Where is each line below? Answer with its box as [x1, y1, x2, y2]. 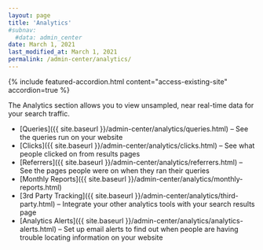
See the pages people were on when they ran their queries [19, 166, 210, 175]
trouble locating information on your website [19, 233, 163, 242]
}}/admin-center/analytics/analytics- [125, 215, 243, 225]
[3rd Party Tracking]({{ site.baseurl [19, 190, 133, 200]
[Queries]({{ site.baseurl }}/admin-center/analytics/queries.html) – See [19, 123, 249, 134]
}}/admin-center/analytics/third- [134, 190, 239, 200]
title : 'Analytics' [8, 19, 72, 27]
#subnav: [8, 26, 37, 34]
